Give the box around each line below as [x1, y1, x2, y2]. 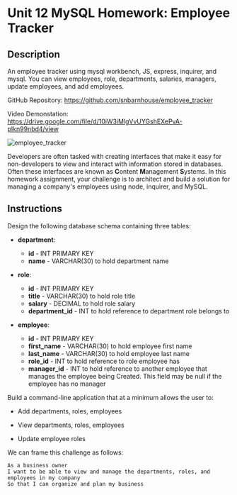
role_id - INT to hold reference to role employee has [28, 357, 180, 365]
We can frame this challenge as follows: [7, 448, 124, 457]
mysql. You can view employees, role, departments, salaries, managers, [7, 74, 217, 83]
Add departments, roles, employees [17, 406, 122, 416]
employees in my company [7, 474, 81, 482]
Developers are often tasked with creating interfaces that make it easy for [7, 152, 221, 160]
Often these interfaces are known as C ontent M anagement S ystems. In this [7, 167, 226, 175]
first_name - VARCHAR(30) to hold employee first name [28, 342, 192, 350]
